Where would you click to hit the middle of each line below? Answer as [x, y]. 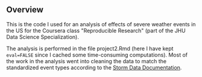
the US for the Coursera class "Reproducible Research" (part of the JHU [96, 30]
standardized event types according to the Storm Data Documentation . [94, 67]
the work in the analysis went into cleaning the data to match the [87, 61]
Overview [25, 10]
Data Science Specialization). [43, 37]
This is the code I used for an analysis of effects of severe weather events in [101, 24]
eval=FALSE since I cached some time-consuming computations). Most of [97, 55]
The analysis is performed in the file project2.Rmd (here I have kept [90, 48]
